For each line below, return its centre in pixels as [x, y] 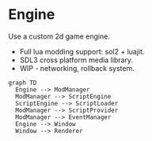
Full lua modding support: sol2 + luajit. [82, 51]
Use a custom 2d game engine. [59, 36]
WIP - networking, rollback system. [77, 68]
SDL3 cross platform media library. [76, 60]
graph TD [23, 83]
